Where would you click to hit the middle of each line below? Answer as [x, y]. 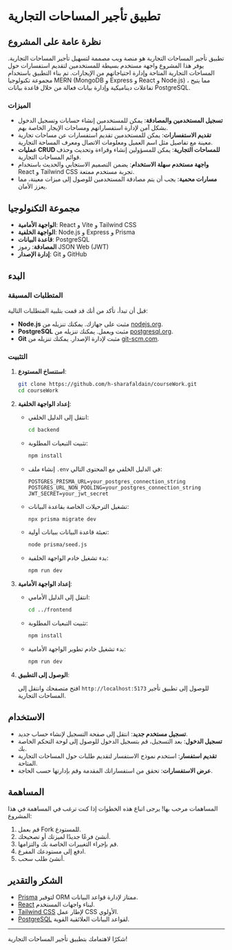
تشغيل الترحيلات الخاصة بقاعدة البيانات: [78, 506]
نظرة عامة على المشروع [55, 42]
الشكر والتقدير [35, 881]
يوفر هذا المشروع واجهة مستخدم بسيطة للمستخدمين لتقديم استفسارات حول [106, 66]
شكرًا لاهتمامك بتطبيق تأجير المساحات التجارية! [68, 939]
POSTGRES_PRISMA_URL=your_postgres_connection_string [107, 481]
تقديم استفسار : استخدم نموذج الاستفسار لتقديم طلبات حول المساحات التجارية [117, 756]
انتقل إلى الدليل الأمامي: [59, 597]
